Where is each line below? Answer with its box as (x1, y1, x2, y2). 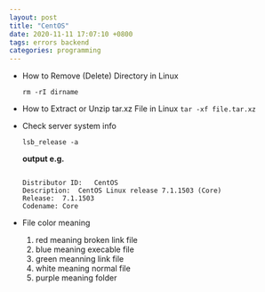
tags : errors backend (9, 37, 90, 47)
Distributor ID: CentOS (21, 179, 118, 188)
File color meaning (21, 217, 91, 228)
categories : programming (9, 46, 101, 55)
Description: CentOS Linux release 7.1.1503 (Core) (21, 186, 222, 196)
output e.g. (21, 153, 65, 165)
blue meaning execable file (35, 244, 135, 255)
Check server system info (21, 121, 117, 132)
